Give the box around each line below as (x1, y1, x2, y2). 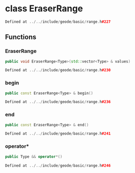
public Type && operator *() (5, 154, 63, 159)
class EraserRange (5, 3, 83, 14)
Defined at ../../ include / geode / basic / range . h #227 (5, 19, 111, 24)
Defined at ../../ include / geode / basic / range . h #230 (5, 68, 111, 73)
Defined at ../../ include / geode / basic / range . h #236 (5, 100, 111, 104)
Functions (5, 33, 37, 41)
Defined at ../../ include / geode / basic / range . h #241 (5, 131, 111, 136)
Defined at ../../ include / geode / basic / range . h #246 (5, 163, 111, 168)
